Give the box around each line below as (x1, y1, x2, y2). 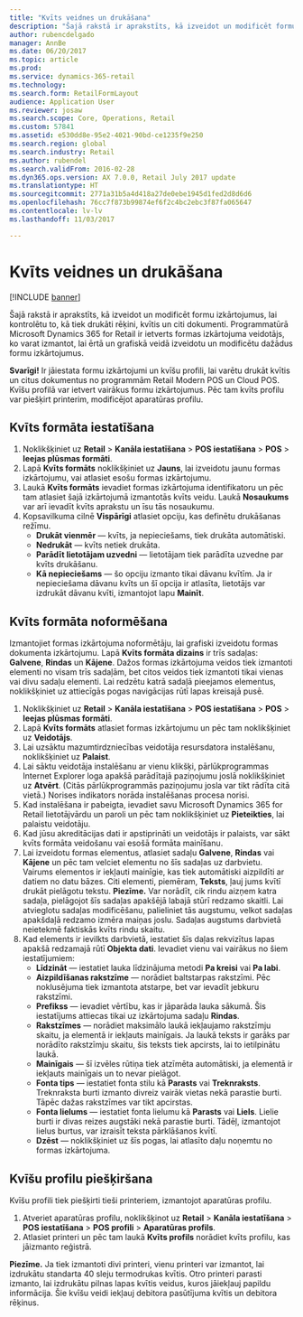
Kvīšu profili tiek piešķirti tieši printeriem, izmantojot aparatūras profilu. (9, 1195, 272, 1206)
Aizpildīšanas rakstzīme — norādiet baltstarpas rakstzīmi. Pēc (35, 972, 271, 983)
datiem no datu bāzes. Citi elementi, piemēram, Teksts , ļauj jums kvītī (22, 876, 281, 887)
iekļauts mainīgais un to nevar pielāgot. (35, 1068, 181, 1079)
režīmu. (22, 520, 51, 531)
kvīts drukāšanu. (35, 559, 98, 570)
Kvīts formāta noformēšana (9, 613, 169, 629)
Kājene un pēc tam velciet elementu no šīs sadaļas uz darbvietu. (22, 857, 263, 868)
